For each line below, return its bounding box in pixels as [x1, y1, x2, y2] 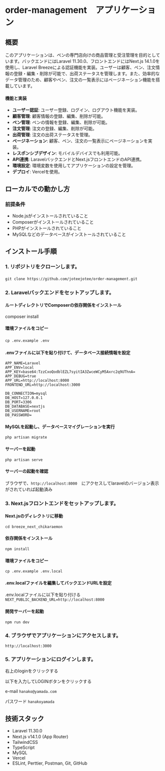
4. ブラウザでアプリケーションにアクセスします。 [5, 632, 122, 639]
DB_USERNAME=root [5, 408, 41, 413]
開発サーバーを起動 [5, 609, 44, 614]
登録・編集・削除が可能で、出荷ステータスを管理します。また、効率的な [13, 71, 160, 77]
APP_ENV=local [5, 365, 34, 370]
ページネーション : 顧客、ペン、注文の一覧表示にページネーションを [12, 138, 148, 144]
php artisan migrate [5, 435, 48, 440]
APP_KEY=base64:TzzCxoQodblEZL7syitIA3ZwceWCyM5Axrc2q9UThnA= [5, 369, 135, 374]
